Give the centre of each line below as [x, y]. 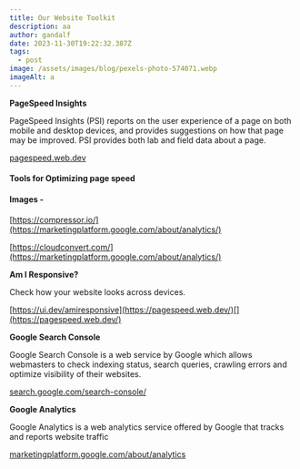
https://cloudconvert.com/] [63, 247]
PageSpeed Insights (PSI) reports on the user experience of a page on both [150, 120]
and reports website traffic [59, 436]
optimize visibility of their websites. [75, 373]
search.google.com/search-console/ [78, 392]
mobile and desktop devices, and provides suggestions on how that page [147, 130]
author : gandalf [40, 35]
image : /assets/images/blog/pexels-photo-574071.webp [114, 69]
